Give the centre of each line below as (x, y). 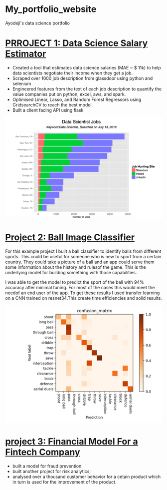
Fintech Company (43, 452)
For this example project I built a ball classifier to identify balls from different (83, 251)
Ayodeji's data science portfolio (37, 23)
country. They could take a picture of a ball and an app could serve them (80, 262)
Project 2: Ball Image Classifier (70, 238)
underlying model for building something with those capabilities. (71, 273)
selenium (22, 83)
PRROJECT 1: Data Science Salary (77, 43)
